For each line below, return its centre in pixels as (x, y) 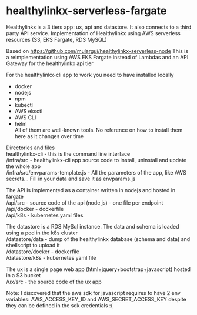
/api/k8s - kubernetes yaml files (45, 215)
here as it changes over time (49, 136)
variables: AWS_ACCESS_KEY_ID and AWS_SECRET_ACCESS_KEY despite (96, 299)
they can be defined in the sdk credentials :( (59, 305)
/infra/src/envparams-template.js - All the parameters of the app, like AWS (96, 172)
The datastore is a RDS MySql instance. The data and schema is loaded (93, 226)
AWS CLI (25, 117)
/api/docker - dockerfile (35, 209)
